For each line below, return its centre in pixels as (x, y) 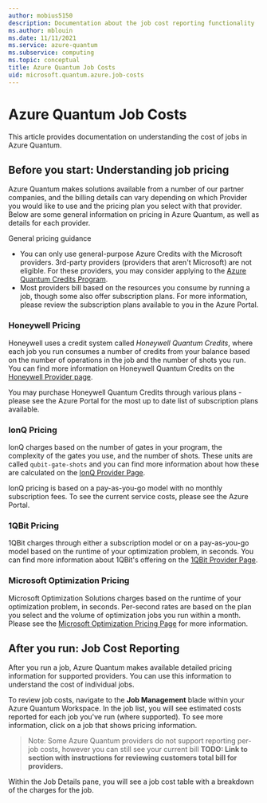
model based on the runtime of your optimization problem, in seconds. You (131, 552)
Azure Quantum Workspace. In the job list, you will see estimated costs (125, 709)
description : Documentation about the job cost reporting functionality (132, 23)
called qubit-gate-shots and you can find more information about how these (134, 464)
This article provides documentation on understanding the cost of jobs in (128, 136)
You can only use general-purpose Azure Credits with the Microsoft (131, 254)
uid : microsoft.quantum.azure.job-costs (77, 75)
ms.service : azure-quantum (53, 45)
